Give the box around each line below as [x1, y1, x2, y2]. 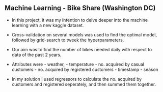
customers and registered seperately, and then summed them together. [11, 81, 156, 87]
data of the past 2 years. [11, 52, 62, 58]
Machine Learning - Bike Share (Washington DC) [4, 4, 156, 12]
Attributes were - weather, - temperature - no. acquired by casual [11, 61, 144, 67]
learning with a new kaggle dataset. [11, 22, 84, 28]
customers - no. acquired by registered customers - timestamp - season [11, 66, 159, 72]
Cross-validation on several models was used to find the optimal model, [11, 31, 157, 37]
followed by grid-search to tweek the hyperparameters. [11, 37, 124, 43]
